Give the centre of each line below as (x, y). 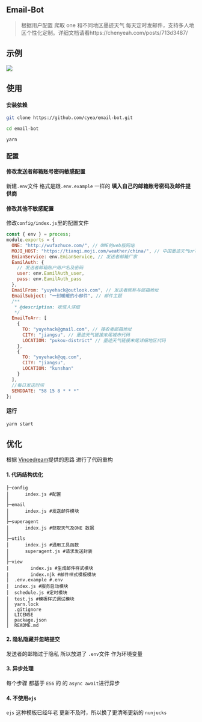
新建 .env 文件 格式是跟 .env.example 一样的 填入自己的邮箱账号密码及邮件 (96, 186)
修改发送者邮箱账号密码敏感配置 (46, 171)
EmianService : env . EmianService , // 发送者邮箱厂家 (75, 257)
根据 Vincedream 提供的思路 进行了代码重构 (60, 460)
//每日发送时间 (28, 385)
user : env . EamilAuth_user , (51, 274)
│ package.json (26, 620)
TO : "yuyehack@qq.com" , (52, 357)
